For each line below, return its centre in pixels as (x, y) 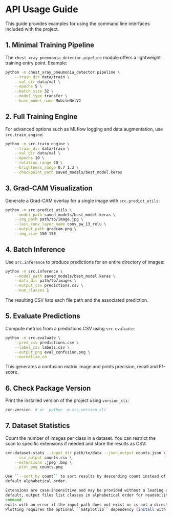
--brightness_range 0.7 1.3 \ (47, 168)
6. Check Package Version (48, 388)
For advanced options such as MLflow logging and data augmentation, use (84, 129)
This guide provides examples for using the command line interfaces (78, 24)
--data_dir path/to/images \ (46, 281)
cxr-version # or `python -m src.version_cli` (57, 410)
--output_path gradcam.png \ (46, 229)
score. (12, 372)
